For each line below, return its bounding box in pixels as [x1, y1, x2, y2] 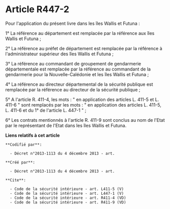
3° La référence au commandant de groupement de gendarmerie [5, 60, 141, 66]
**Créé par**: [5, 160, 36, 165]
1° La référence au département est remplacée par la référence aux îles [5, 30, 155, 36]
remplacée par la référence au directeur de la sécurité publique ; [5, 86, 140, 92]
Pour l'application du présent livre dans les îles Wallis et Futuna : [5, 20, 140, 26]
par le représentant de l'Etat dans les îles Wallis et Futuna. [5, 122, 127, 128]
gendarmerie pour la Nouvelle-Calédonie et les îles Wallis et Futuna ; [5, 71, 149, 77]
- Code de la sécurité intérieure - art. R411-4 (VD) [10, 195, 126, 200]
